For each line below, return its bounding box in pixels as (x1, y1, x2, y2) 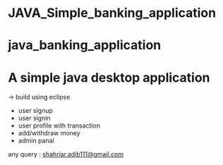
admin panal (18, 136, 55, 145)
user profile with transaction (18, 121, 101, 130)
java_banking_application (8, 37, 162, 54)
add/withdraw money (18, 129, 80, 137)
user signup (18, 106, 54, 115)
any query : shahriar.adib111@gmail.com (8, 150, 124, 159)
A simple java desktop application (8, 69, 210, 85)
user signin (18, 114, 52, 123)
